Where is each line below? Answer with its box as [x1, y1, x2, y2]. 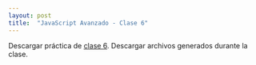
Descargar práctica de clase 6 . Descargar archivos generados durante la [8, 40, 248, 50]
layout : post [8, 11, 52, 20]
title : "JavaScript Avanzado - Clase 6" [8, 19, 149, 27]
